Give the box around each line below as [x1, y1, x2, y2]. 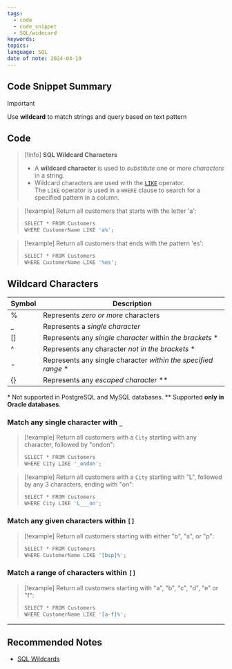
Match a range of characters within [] [7, 568, 137, 578]
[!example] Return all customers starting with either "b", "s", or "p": [23, 531, 215, 540]
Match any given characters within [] [7, 516, 135, 526]
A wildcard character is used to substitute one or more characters [34, 164, 224, 173]
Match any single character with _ [7, 417, 123, 427]
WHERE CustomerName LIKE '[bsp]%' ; [23, 552, 127, 558]
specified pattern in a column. [34, 194, 119, 202]
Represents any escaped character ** [42, 375, 168, 384]
